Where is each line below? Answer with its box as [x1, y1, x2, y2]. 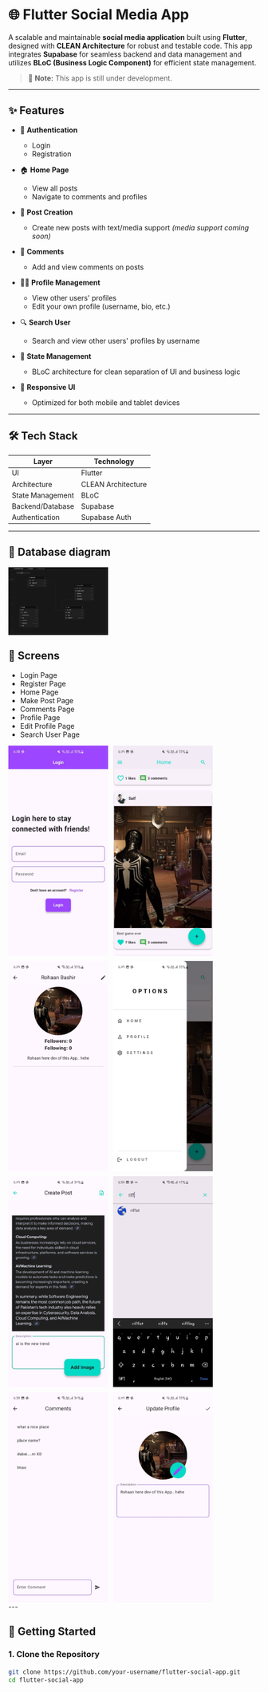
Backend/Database [11, 502, 75, 511]
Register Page [19, 679, 66, 688]
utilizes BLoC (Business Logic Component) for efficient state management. [8, 57, 257, 67]
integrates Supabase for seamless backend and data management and [8, 49, 242, 59]
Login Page [19, 670, 57, 679]
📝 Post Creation [19, 207, 73, 217]
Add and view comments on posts [31, 262, 144, 272]
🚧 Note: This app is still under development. [27, 73, 173, 83]
